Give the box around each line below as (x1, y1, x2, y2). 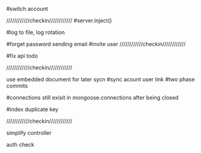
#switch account (6, 5, 49, 12)
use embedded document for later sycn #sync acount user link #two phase (6, 76, 195, 83)
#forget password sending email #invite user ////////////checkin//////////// (6, 41, 186, 47)
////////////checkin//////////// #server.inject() (6, 17, 112, 24)
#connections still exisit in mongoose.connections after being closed (6, 94, 178, 101)
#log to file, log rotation (6, 29, 65, 36)
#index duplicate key (6, 106, 59, 113)
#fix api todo (6, 52, 38, 59)
